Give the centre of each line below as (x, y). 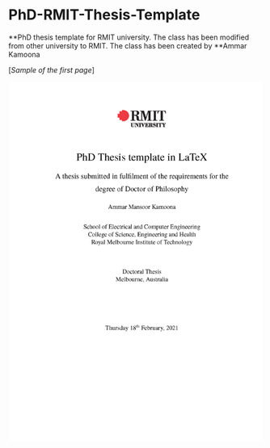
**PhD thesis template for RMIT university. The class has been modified (129, 37)
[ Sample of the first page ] (52, 69)
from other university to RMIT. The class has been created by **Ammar (128, 45)
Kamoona (24, 54)
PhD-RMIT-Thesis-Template (104, 15)
